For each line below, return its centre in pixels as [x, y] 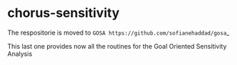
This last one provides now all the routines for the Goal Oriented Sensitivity [117, 46]
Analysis [20, 54]
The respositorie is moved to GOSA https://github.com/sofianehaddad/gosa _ [118, 32]
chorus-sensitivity [63, 13]
